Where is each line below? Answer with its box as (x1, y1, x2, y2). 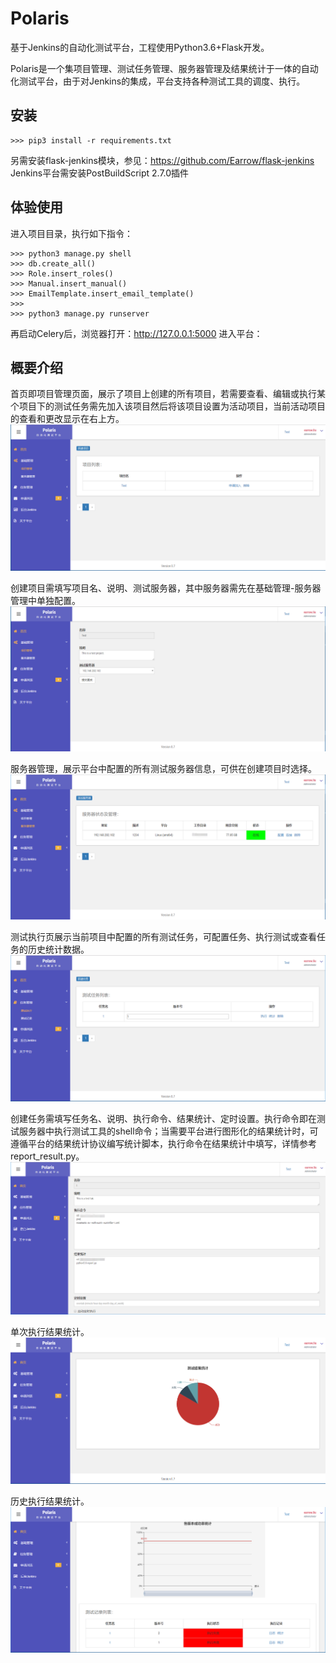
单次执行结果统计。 (10, 1326, 90, 1338)
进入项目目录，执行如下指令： (10, 227, 133, 239)
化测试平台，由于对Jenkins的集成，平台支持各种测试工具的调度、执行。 (10, 75, 306, 87)
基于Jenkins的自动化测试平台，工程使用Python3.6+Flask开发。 (10, 41, 270, 53)
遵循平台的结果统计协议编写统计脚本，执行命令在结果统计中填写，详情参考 (10, 1137, 317, 1149)
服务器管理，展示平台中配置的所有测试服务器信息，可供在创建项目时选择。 (10, 762, 317, 774)
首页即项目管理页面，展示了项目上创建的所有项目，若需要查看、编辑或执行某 (10, 388, 326, 400)
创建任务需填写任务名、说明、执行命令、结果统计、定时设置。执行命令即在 (10, 1112, 317, 1124)
